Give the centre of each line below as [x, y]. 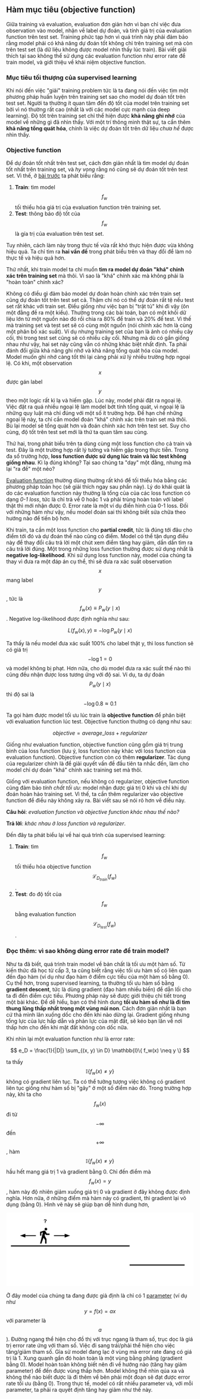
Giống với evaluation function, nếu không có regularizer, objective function [98, 782]
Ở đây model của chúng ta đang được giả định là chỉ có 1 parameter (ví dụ [97, 1296]
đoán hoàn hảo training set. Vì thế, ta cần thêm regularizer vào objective [95, 794]
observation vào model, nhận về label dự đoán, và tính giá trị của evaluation [99, 30]
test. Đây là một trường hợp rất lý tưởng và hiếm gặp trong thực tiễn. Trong [97, 450]
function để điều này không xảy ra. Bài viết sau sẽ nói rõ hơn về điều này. [96, 801]
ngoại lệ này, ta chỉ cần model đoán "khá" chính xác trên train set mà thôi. [97, 419]
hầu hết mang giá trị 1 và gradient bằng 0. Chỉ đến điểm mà [79, 1172]
